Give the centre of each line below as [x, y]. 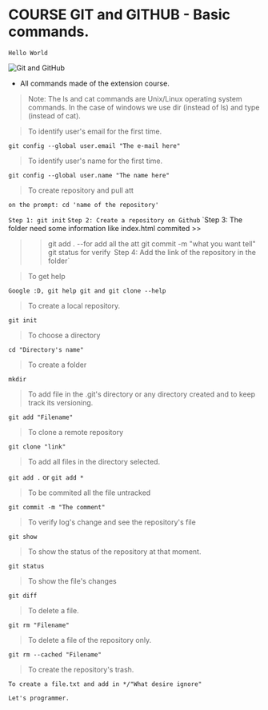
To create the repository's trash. [81, 669]
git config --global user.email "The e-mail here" [94, 146]
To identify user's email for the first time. [95, 131]
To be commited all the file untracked [89, 493]
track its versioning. [60, 402]
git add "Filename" [41, 417]
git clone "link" [37, 447]
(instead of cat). [54, 116]
